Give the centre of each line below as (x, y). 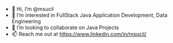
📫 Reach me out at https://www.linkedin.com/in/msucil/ (79, 34)
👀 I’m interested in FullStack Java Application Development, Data (89, 15)
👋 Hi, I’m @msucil (33, 9)
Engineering (26, 21)
